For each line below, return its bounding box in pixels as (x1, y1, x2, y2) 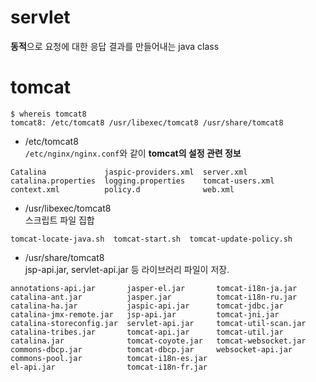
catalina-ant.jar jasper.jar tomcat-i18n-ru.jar (10, 292, 298, 302)
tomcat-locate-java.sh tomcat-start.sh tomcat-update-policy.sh (10, 234, 293, 244)
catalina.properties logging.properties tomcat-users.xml (10, 176, 275, 186)
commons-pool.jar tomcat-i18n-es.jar (10, 353, 208, 363)
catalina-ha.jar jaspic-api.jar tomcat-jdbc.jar (10, 301, 284, 311)
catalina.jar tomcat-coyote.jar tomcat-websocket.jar (10, 336, 307, 346)
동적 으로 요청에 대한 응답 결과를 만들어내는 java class (10, 40, 220, 52)
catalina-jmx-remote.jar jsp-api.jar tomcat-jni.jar (10, 309, 280, 320)
